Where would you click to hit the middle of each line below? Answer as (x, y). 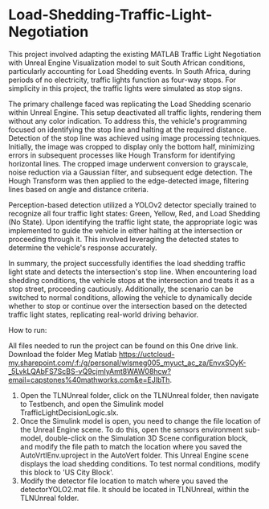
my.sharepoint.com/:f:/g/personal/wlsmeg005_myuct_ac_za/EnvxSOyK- (127, 363)
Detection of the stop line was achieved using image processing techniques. (134, 138)
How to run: (28, 330)
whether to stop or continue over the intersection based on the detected (128, 306)
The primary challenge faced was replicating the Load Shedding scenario (130, 104)
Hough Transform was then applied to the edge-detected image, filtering (128, 181)
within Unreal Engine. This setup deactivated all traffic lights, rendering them (135, 112)
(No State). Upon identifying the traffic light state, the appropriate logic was (133, 222)
